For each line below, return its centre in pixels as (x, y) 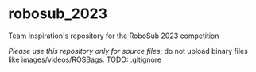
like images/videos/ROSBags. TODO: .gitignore (85, 59)
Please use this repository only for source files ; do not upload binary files (128, 51)
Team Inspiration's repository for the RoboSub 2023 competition (114, 36)
